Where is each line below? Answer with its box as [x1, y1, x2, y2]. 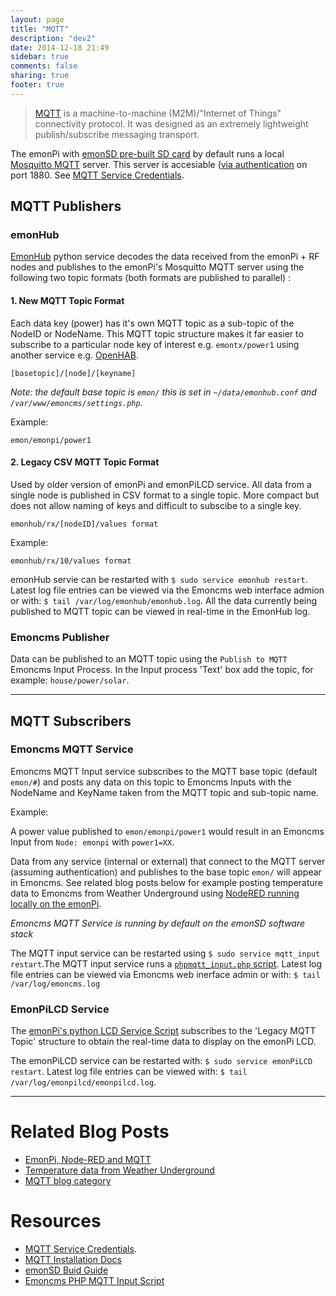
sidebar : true [10, 52, 70, 62]
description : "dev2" [10, 33, 97, 43]
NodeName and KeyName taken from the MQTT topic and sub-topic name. [10, 786, 319, 798]
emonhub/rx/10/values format [10, 556, 132, 566]
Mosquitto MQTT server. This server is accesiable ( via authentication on [10, 158, 308, 170]
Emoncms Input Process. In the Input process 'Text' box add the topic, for [10, 664, 314, 676]
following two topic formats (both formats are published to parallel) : [10, 272, 292, 284]
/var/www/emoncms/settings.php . [10, 396, 143, 408]
